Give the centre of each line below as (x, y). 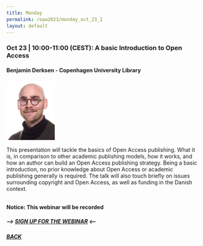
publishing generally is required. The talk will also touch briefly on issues (98, 176)
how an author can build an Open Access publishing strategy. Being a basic (102, 163)
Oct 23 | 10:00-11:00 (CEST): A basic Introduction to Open (94, 48)
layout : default (27, 26)
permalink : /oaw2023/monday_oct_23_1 (55, 19)
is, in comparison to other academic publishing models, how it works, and (99, 157)
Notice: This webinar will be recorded (55, 207)
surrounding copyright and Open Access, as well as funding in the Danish (99, 182)
